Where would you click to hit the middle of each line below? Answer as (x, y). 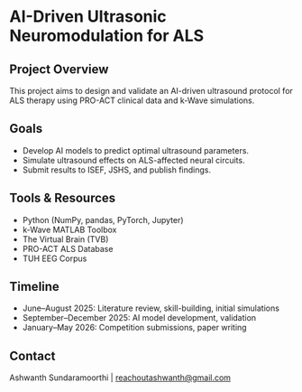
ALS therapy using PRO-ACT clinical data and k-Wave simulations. (132, 100)
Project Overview (59, 69)
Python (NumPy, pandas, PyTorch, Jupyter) (103, 219)
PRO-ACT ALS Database (68, 248)
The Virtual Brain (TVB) (65, 239)
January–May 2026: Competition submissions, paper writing (134, 328)
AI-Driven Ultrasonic (88, 17)
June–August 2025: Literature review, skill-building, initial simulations (151, 308)
